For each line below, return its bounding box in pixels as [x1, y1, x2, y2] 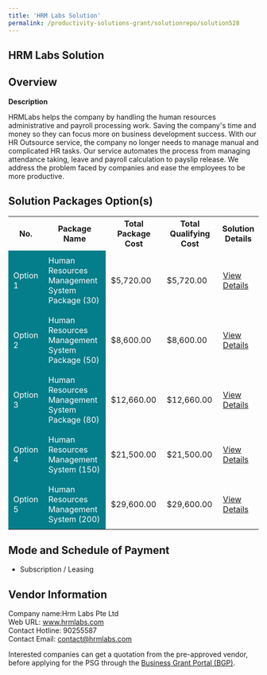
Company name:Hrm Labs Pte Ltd [8, 609, 119, 618]
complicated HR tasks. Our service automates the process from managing [8, 146, 250, 155]
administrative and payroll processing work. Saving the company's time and [8, 120, 257, 130]
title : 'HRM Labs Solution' [8, 11, 102, 20]
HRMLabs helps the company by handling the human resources [8, 112, 216, 122]
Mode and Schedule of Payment [8, 543, 170, 557]
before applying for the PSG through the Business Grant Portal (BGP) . [8, 658, 236, 668]
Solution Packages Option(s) [8, 194, 153, 208]
